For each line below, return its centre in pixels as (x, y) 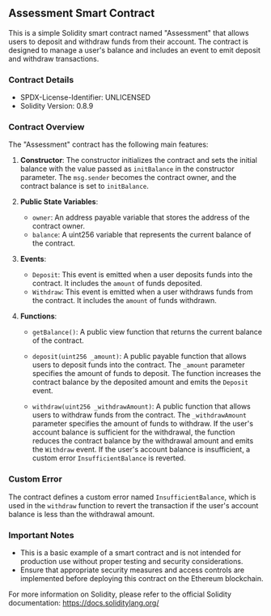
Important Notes (41, 535)
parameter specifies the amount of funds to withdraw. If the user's (142, 424)
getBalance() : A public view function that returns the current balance (147, 332)
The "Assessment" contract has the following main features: (108, 144)
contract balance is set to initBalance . (85, 186)
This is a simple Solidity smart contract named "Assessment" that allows (129, 32)
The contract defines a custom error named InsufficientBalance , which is (132, 497)
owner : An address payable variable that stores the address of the (141, 217)
